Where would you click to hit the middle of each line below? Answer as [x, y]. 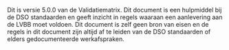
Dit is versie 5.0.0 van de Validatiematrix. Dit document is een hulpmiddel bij [115, 10]
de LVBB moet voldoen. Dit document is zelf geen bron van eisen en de [108, 24]
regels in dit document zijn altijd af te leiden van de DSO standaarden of [109, 32]
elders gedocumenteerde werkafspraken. [66, 39]
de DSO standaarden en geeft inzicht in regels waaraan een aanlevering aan [115, 17]
